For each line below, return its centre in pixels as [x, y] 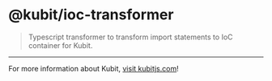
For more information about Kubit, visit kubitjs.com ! [94, 68]
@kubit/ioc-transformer [91, 15]
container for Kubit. [60, 45]
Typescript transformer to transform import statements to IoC [130, 37]
